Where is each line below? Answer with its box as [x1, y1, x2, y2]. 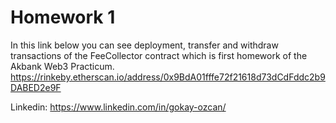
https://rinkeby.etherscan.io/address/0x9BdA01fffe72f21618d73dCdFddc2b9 [10, 71, 326, 83]
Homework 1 [10, 6, 116, 29]
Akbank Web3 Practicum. [10, 60, 115, 72]
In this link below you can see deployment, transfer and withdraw [10, 39, 279, 51]
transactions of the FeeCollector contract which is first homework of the [10, 49, 308, 61]
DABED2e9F [10, 81, 62, 93]
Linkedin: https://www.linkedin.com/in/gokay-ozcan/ [10, 101, 227, 113]
